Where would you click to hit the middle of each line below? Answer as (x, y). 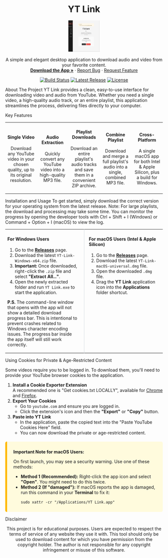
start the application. (36, 292)
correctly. (17, 345)
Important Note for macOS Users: (49, 451)
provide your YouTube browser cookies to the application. (64, 375)
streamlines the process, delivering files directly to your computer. (73, 105)
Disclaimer (16, 519)
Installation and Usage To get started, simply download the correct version (82, 201)
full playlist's (115, 161)
